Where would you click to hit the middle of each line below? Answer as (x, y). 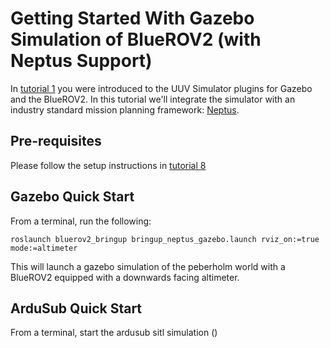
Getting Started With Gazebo (132, 18)
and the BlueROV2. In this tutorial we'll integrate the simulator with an (153, 99)
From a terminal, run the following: (81, 221)
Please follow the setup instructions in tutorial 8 (108, 165)
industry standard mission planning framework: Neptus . (125, 109)
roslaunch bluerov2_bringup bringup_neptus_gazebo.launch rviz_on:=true (165, 239)
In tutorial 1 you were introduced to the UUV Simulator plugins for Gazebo (161, 88)
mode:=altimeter (44, 248)
